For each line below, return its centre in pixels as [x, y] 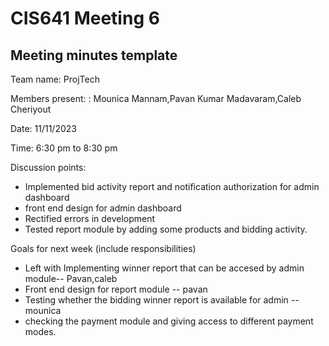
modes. [40, 331]
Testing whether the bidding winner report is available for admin [156, 300]
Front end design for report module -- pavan [116, 289]
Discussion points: [48, 167]
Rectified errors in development [90, 218]
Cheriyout [31, 109]
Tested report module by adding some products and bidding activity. [166, 229]
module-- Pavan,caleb [71, 278]
